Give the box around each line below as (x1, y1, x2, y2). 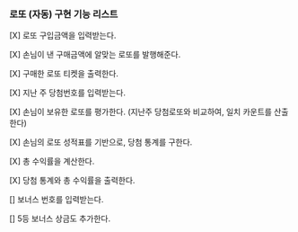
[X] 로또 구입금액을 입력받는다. (9, 30, 117, 41)
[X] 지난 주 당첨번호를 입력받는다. (9, 87, 126, 98)
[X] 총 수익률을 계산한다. (9, 156, 95, 167)
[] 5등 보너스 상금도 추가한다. (9, 213, 110, 224)
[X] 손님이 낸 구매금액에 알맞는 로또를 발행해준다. (9, 49, 181, 60)
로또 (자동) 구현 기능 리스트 (9, 7, 118, 20)
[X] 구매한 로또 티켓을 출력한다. (9, 68, 119, 79)
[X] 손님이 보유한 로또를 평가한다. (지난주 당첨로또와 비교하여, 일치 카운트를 (9, 106, 272, 118)
